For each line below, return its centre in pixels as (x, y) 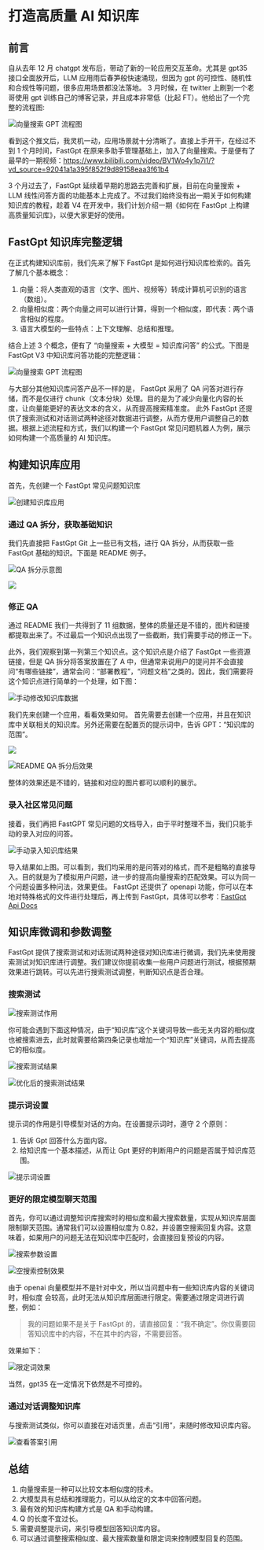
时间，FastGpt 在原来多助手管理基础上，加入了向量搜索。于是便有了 (145, 151)
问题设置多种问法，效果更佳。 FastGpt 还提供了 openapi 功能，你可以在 (130, 887)
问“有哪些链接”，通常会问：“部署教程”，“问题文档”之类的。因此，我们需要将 (131, 672)
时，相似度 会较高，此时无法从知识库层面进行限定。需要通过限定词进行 (123, 1297)
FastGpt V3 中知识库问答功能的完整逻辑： (75, 355)
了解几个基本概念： (39, 272)
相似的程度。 (47, 319)
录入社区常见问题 (40, 805)
